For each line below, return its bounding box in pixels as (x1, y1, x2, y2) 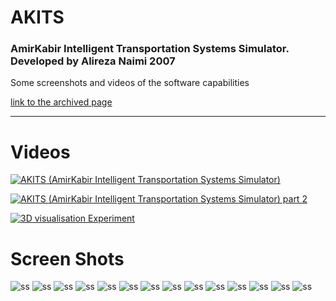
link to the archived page (10, 96, 113, 108)
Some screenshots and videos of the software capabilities (10, 77, 250, 89)
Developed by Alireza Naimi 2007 (10, 54, 176, 68)
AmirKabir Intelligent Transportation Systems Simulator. (10, 42, 290, 56)
